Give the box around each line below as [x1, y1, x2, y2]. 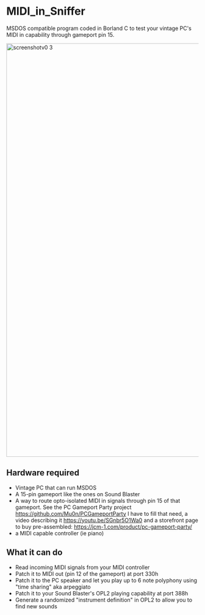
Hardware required [6, 467, 80, 478]
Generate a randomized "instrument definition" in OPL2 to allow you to [15, 596, 193, 603]
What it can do [6, 547, 63, 558]
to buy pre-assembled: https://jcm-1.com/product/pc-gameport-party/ [15, 523, 192, 530]
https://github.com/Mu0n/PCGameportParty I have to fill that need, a [15, 510, 188, 517]
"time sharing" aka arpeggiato [15, 583, 91, 590]
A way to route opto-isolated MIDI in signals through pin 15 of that [15, 497, 181, 504]
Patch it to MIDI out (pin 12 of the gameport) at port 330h [15, 570, 159, 577]
